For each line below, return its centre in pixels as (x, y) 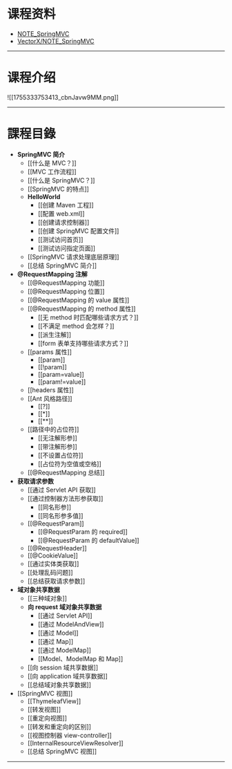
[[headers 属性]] (50, 390)
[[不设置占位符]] (60, 455)
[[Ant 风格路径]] (50, 398)
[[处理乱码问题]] (50, 572)
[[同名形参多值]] (60, 515)
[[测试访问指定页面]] (66, 248)
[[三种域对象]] (47, 598)
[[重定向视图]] (47, 718)
